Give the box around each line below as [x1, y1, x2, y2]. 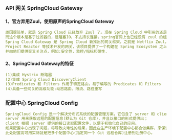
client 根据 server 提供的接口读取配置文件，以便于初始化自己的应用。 [5, 121, 139, 126]
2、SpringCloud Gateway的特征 [5, 60, 74, 67]
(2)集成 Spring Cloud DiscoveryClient [5, 77, 87, 82]
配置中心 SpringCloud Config [5, 100, 78, 107]
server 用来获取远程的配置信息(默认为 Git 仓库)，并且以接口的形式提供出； [5, 116, 148, 121]
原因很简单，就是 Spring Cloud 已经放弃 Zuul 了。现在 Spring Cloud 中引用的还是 [5, 30, 167, 35]
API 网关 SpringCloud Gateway [5, 4, 83, 11]
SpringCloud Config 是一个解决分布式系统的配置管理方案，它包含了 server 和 [5, 111, 155, 116]
